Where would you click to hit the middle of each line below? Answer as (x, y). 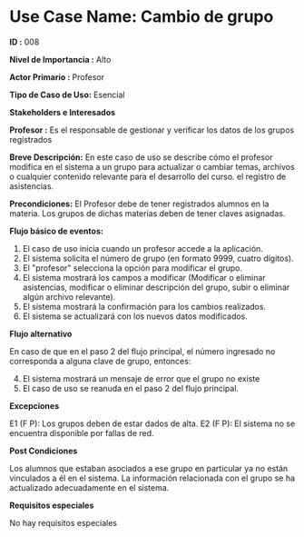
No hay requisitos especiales (64, 522)
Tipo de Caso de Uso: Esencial (67, 94)
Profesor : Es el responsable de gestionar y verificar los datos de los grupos (152, 130)
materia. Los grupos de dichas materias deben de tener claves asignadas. (147, 213)
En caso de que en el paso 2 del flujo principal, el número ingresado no (142, 351)
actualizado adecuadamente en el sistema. (89, 487)
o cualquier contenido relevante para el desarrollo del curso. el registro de (148, 176)
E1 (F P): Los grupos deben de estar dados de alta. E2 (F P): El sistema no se (152, 423)
